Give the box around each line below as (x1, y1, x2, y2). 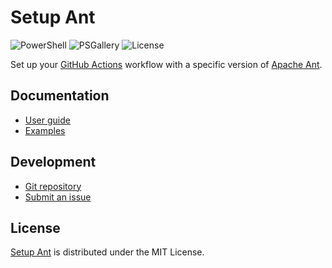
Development (10, 154, 97, 171)
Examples (24, 124, 66, 136)
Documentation (10, 87, 110, 105)
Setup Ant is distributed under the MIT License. (10, 246, 205, 258)
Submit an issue (24, 191, 92, 203)
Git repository (24, 180, 82, 192)
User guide (24, 114, 71, 126)
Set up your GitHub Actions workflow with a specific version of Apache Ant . (10, 58, 323, 70)
